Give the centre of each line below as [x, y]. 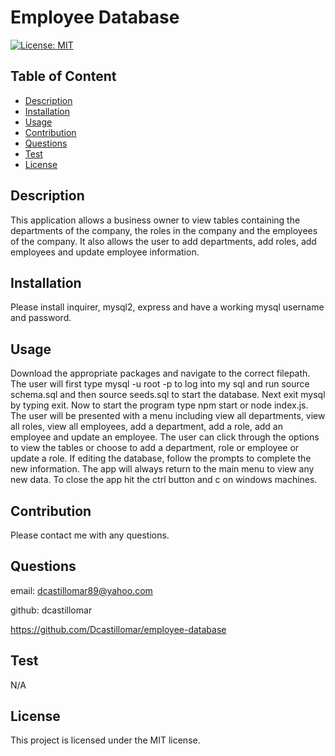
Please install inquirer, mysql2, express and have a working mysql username [167, 307]
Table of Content [63, 76]
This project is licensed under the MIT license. [105, 740]
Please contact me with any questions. [90, 535]
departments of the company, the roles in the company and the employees [164, 230]
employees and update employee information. [105, 252]
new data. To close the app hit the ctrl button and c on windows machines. [164, 480]
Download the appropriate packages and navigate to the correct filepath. [160, 373]
